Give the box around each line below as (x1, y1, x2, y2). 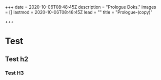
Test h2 (5, 55, 28, 63)
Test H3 (5, 69, 24, 76)
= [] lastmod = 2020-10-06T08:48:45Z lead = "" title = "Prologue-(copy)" (5, 9, 153, 15)
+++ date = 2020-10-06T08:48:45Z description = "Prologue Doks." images (5, 4, 156, 10)
